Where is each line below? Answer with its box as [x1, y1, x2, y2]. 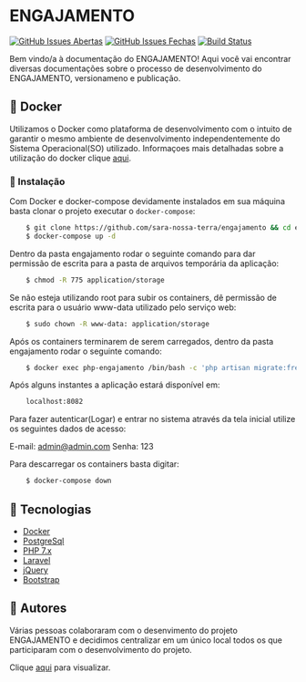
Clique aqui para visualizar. [9, 662, 111, 673]
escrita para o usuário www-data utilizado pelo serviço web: [9, 302, 237, 313]
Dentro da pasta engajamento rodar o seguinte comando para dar [9, 248, 256, 259]
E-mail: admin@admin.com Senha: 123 [9, 441, 155, 452]
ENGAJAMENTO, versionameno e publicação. [9, 72, 181, 83]
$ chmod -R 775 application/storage [25, 275, 166, 284]
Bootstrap [22, 573, 60, 584]
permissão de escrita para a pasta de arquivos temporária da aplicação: [9, 257, 280, 269]
